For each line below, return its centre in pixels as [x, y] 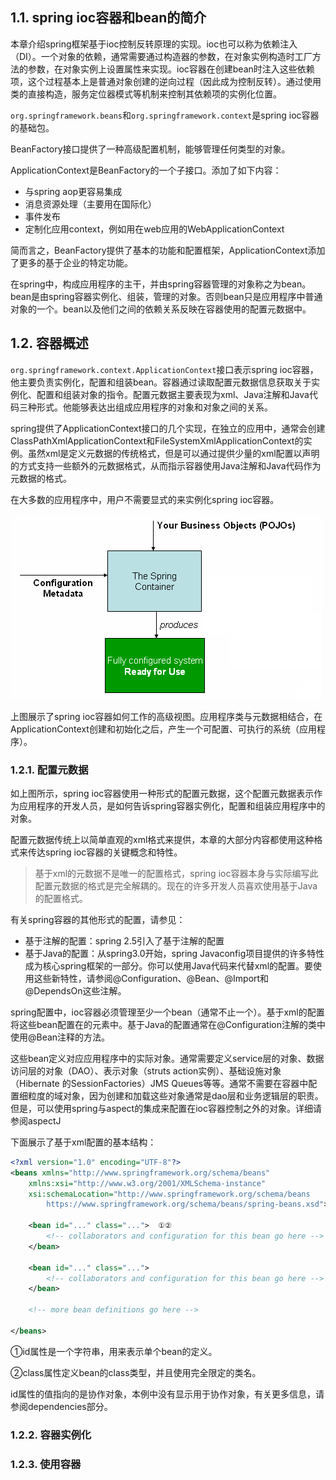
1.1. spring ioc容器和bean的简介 [108, 18]
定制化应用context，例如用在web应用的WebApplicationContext [154, 229]
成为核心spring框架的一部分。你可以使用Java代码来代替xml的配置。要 [169, 965]
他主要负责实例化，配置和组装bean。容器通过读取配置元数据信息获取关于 [161, 382]
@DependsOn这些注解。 [75, 990]
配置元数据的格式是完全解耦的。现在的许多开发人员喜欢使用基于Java [176, 885]
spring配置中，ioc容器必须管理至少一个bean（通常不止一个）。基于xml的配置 [167, 1012]
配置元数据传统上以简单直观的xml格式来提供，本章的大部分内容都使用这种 [162, 839]
